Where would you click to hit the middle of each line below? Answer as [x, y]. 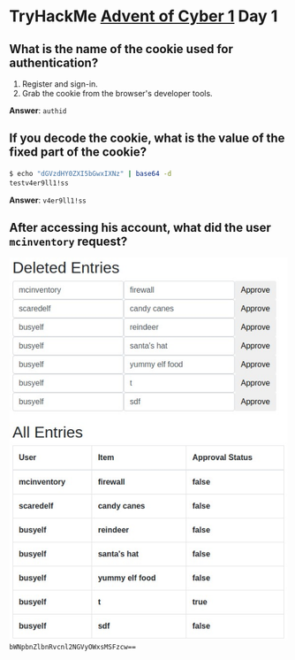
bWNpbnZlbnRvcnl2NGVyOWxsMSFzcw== [73, 648]
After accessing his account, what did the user [140, 227]
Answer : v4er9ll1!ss [48, 200]
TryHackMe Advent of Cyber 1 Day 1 [144, 16]
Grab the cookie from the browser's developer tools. [117, 93]
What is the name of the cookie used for [121, 49]
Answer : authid [38, 111]
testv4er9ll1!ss [39, 183]
